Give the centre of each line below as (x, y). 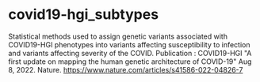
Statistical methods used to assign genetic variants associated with (118, 36)
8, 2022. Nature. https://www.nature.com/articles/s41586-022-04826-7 (126, 69)
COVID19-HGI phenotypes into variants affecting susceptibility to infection (129, 44)
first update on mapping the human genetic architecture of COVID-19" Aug (130, 61)
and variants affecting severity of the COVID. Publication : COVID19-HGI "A (130, 53)
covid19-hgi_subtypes (84, 15)
